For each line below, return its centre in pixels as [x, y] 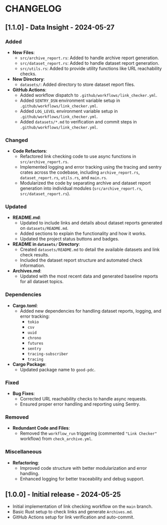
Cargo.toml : [25, 305]
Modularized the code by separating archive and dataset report [86, 183]
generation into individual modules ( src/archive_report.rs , [81, 188]
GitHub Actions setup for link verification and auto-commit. [73, 517]
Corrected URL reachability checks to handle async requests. [83, 399]
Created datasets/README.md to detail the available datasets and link [90, 249]
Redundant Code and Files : [41, 428]
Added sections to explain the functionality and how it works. [83, 233]
